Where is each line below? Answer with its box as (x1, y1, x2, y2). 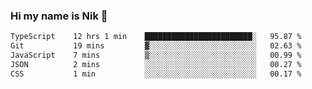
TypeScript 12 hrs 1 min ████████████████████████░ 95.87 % (10, 32, 302, 42)
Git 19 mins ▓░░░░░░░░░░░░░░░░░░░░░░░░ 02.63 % (10, 41, 302, 51)
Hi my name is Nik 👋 (10, 9, 108, 23)
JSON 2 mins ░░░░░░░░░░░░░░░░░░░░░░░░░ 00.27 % (10, 59, 302, 69)
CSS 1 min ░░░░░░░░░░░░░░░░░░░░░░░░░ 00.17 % (10, 69, 302, 79)
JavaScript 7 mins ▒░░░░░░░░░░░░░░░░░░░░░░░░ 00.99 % (10, 50, 302, 61)
